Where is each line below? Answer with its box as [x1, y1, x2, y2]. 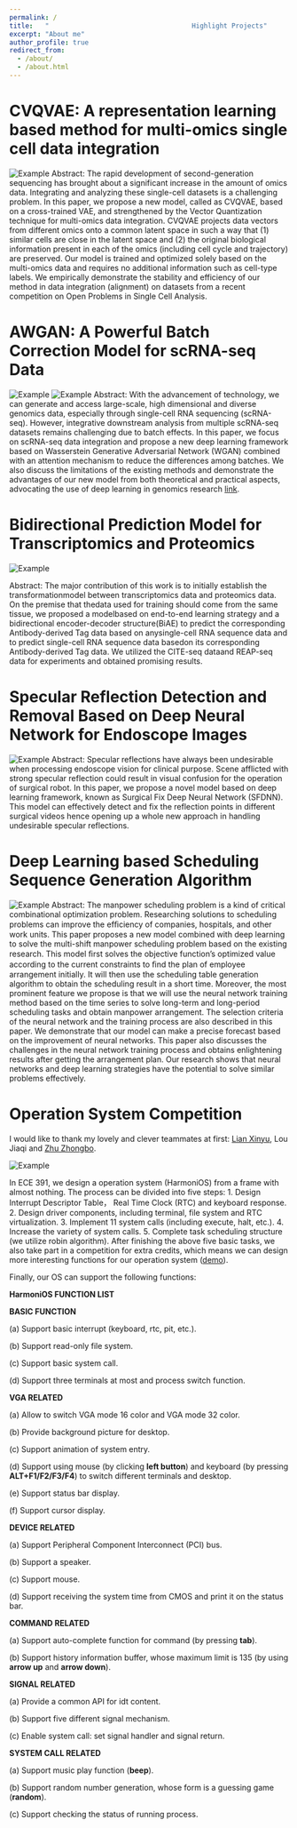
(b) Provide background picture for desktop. [9, 1426, 170, 1437]
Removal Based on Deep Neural [9, 706, 246, 725]
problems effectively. [9, 1073, 86, 1083]
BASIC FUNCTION [9, 1305, 77, 1316]
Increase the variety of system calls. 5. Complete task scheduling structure [9, 1225, 283, 1236]
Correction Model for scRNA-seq [9, 341, 256, 361]
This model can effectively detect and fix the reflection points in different [9, 801, 276, 811]
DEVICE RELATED [9, 1521, 75, 1533]
